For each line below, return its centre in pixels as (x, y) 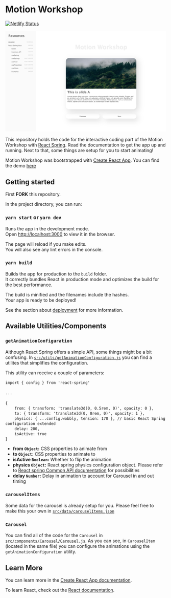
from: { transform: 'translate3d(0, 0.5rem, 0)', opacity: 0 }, (84, 408)
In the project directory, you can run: (44, 204)
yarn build (19, 263)
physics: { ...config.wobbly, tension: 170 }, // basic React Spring (90, 418)
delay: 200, (27, 429)
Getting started (30, 182)
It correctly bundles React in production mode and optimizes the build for (82, 279)
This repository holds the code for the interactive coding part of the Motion (84, 140)
